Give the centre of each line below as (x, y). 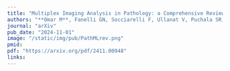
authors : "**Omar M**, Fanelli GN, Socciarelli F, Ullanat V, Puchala (110, 20)
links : (16, 57)
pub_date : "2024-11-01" (41, 32)
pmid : (15, 45)
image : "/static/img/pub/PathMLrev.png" (66, 39)
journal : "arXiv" (32, 26)
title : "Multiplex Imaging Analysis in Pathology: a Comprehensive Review (116, 13)
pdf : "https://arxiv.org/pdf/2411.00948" (67, 51)
